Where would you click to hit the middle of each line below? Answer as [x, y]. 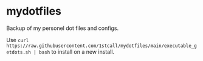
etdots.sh [19, 52]
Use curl [18, 40]
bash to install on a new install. [76, 52]
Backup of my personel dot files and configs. [63, 28]
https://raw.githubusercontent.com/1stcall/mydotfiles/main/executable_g [102, 46]
